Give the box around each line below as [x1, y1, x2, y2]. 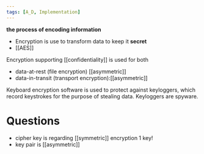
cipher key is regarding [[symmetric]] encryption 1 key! [15, 134, 153, 141]
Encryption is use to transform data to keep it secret [15, 37, 147, 45]
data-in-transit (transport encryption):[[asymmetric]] [15, 74, 148, 81]
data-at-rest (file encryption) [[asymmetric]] [15, 68, 126, 75]
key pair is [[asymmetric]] [15, 141, 81, 148]
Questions [6, 114, 60, 128]
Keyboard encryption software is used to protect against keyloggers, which [6, 86, 196, 94]
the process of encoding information [6, 26, 102, 33]
